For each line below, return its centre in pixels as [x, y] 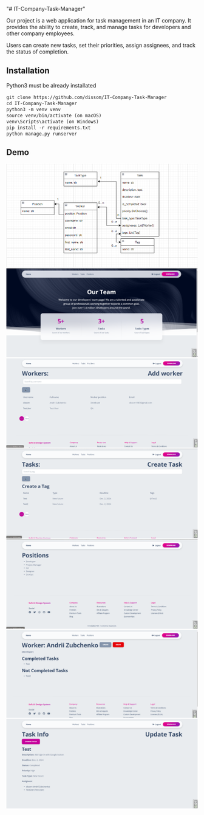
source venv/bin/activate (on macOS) [54, 115]
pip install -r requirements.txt [49, 128]
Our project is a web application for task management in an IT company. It [99, 20]
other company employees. [40, 33]
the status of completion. [38, 52]
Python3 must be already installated [51, 85]
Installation [28, 71]
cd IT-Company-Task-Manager [42, 103]
